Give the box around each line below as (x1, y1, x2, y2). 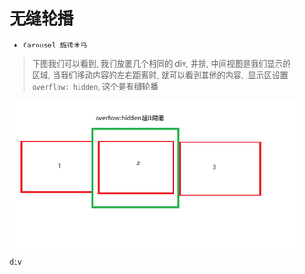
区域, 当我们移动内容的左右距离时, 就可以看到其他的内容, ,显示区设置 (31, 69, 289, 80)
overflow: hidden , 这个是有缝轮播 (31, 80, 159, 91)
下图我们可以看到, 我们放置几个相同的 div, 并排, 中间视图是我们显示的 (31, 58, 291, 68)
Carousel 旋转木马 (22, 40, 88, 50)
